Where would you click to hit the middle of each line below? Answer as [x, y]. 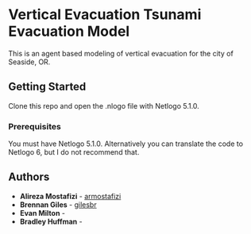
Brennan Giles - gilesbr [58, 205]
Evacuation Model [69, 31]
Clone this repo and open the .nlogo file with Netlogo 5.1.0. [104, 105]
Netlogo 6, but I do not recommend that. [74, 152]
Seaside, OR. [29, 62]
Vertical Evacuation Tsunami [105, 15]
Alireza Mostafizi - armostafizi [70, 196]
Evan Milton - [42, 213]
